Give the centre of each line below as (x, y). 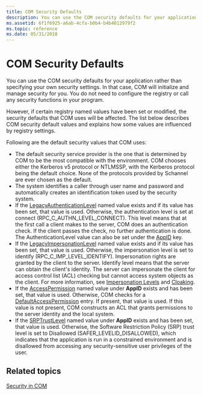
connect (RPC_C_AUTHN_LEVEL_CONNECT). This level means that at (101, 218)
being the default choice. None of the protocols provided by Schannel (101, 173)
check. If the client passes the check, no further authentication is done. (103, 231)
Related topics (34, 371)
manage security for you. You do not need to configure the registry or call (97, 93)
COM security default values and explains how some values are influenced (99, 125)
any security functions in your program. (55, 100)
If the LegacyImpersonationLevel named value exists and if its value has (104, 244)
